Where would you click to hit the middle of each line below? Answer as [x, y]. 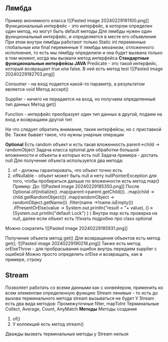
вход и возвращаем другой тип [39, 119]
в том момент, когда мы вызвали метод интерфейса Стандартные [77, 58]
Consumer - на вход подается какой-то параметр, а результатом [75, 84]
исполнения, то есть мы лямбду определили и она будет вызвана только [84, 52]
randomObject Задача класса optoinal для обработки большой [72, 150]
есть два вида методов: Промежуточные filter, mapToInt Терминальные [82, 303]
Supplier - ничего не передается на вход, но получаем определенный [80, 99]
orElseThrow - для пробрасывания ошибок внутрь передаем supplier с [81, 249]
